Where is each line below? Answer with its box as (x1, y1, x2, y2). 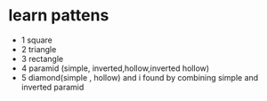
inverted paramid (20, 82, 85, 92)
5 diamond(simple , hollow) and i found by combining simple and (20, 72, 259, 82)
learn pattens (8, 5, 109, 26)
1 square (20, 35, 53, 45)
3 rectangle (20, 53, 64, 64)
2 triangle (20, 43, 57, 54)
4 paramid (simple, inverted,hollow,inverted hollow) (20, 63, 210, 74)
